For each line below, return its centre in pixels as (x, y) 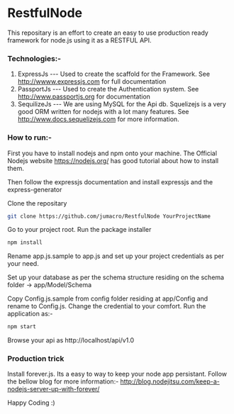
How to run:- (29, 138)
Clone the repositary (37, 203)
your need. (23, 264)
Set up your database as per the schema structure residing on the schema (116, 277)
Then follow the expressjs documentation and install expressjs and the (110, 181)
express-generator (35, 189)
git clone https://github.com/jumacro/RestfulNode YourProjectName (109, 216)
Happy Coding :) (31, 403)
